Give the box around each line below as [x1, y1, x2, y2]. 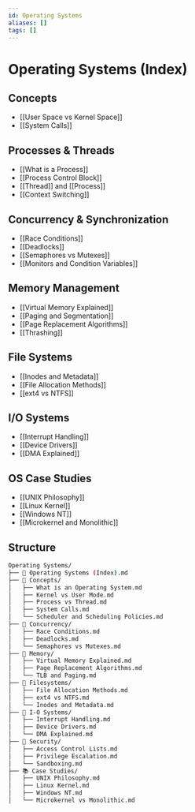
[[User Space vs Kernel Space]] [19, 112, 123, 122]
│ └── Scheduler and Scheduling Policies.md [8, 613, 164, 621]
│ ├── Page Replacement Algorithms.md [8, 664, 143, 672]
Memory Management [8, 282, 120, 295]
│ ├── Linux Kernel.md [8, 782, 90, 790]
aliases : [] [8, 19, 47, 27]
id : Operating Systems [8, 11, 83, 20]
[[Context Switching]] [19, 190, 90, 200]
